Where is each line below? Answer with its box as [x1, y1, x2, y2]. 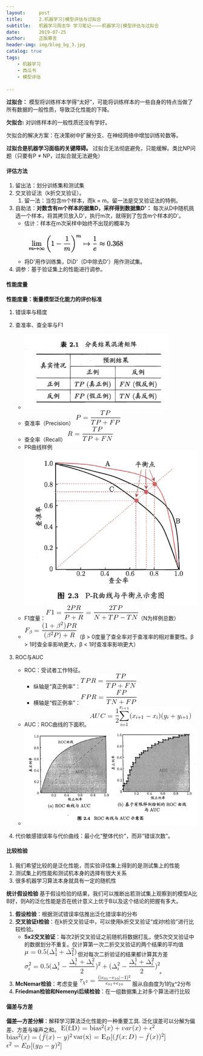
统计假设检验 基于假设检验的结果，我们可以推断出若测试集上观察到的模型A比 [6, 890, 198, 897]
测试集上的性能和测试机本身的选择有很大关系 [15, 870, 127, 876]
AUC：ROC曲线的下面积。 [24, 721, 90, 728]
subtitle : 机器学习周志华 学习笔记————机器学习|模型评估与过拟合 [6, 22, 159, 29]
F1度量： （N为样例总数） [24, 615, 180, 622]
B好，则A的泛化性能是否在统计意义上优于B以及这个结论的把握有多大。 [6, 898, 182, 904]
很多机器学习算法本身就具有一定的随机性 [15, 877, 116, 884]
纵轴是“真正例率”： [33, 683, 81, 690]
